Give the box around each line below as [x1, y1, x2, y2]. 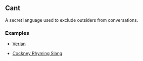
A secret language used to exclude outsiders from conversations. [5, 17, 139, 23]
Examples [5, 29, 30, 36]
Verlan [12, 41, 26, 47]
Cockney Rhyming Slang [12, 51, 63, 57]
